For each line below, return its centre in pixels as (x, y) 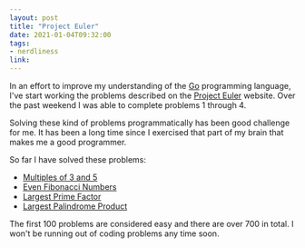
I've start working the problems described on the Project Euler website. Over (152, 95)
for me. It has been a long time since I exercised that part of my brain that (147, 132)
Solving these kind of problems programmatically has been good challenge (150, 123)
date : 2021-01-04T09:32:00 (60, 35)
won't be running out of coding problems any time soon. (114, 233)
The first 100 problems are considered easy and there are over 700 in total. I (152, 224)
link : (20, 60)
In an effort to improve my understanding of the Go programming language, (150, 86)
